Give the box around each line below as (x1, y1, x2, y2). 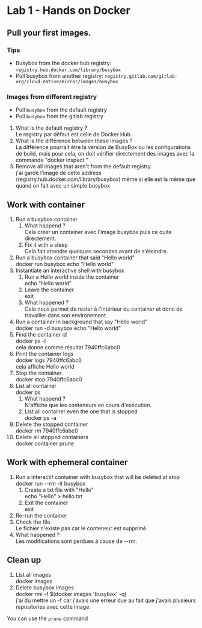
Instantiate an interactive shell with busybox (15, 267, 125, 274)
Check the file (15, 518, 50, 525)
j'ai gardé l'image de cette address (15, 170, 102, 177)
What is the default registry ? (15, 124, 88, 132)
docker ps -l (15, 337, 46, 344)
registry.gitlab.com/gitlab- (105, 73, 178, 79)
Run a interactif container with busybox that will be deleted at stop (15, 473, 180, 480)
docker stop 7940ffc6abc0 (15, 375, 82, 383)
